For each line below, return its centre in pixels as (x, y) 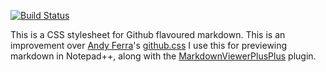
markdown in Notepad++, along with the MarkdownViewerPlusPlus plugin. (163, 56)
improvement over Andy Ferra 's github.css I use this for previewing (149, 45)
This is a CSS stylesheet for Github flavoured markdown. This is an (148, 34)
